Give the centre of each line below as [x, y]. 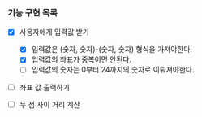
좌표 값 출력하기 [44, 87]
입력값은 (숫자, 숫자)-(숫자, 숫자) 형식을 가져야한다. [112, 50]
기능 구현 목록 [33, 12]
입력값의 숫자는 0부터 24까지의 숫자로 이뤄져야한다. [113, 70]
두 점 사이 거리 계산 [49, 104]
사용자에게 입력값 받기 [54, 32]
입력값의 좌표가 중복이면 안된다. [81, 59]
